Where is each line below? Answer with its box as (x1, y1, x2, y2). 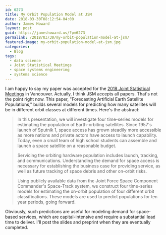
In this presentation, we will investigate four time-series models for (17, 116, 154, 122)
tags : (5, 53, 16, 59)
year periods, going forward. (17, 199, 76, 205)
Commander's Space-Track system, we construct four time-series (17, 183, 153, 189)
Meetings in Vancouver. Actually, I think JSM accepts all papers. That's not (5, 90, 158, 97)
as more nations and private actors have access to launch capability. (17, 132, 158, 138)
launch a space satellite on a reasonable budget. (17, 143, 116, 149)
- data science (9, 58, 41, 63)
